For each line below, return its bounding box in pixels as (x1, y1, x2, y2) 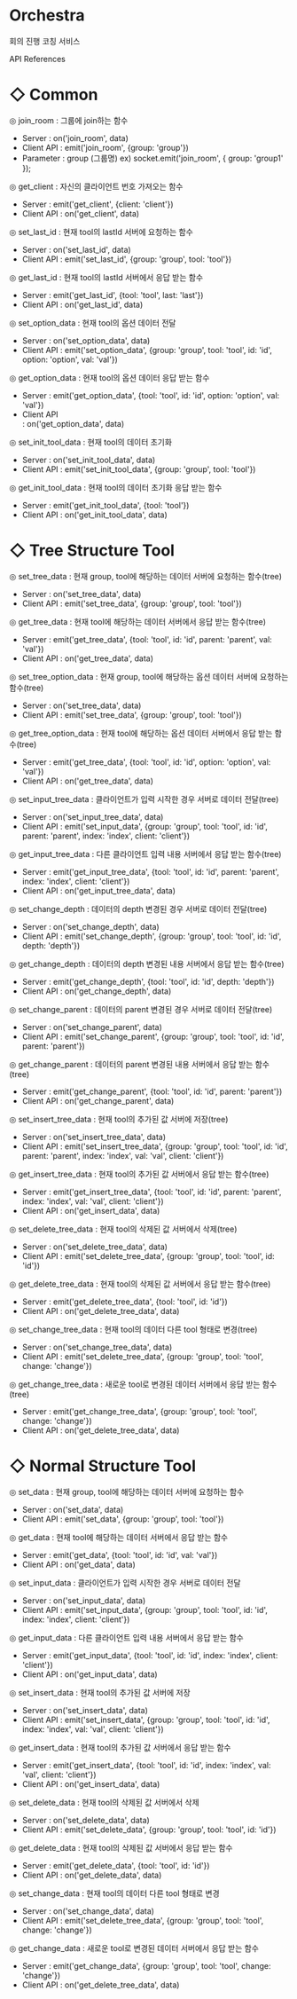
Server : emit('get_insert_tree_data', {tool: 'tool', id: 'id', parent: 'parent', (21, 1186, 282, 1197)
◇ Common (9, 85, 98, 105)
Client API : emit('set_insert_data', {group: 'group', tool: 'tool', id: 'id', (21, 1714, 270, 1725)
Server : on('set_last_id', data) (21, 244, 131, 255)
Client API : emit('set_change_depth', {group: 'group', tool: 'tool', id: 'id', (21, 931, 282, 941)
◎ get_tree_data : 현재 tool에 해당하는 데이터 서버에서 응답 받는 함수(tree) (9, 616, 266, 626)
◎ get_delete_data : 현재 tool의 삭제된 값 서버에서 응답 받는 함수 (9, 1842, 233, 1853)
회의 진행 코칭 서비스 (9, 35, 81, 46)
